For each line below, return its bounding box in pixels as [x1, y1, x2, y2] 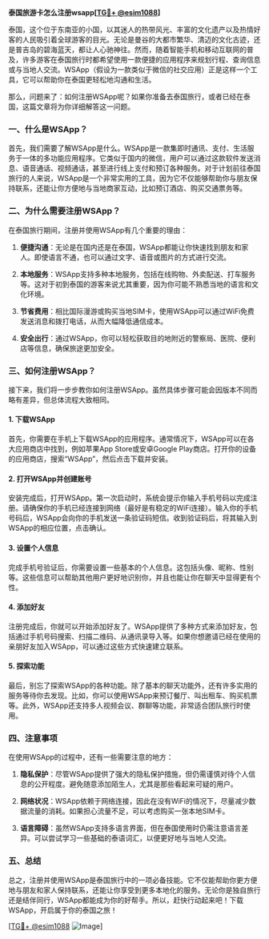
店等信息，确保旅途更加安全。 [19, 343, 118, 353]
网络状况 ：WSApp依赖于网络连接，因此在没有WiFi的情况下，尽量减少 [19, 797, 250, 806]
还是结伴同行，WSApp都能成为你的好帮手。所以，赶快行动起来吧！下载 [8, 895, 244, 905]
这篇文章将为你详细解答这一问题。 [22, 102, 134, 111]
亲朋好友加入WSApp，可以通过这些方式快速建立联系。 [8, 641, 188, 651]
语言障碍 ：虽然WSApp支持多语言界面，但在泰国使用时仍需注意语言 [19, 824, 242, 833]
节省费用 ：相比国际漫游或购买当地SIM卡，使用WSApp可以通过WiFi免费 [19, 306, 255, 315]
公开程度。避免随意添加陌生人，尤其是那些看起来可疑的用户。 [34, 780, 238, 789]
